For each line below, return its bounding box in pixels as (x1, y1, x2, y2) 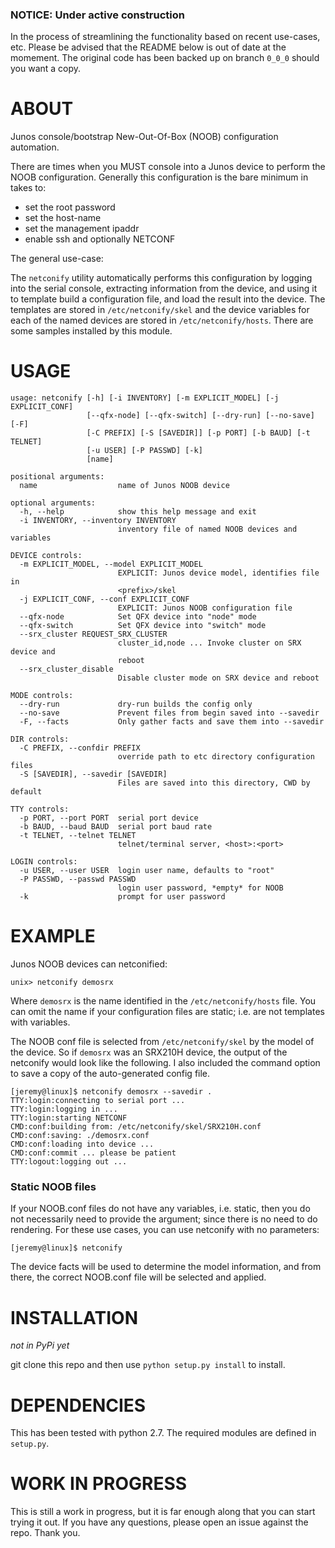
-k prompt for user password (19, 892, 226, 902)
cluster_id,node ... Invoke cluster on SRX (117, 638, 302, 648)
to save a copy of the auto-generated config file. (10, 1068, 211, 1080)
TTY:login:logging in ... (10, 1104, 118, 1115)
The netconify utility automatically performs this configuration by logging (10, 272, 313, 284)
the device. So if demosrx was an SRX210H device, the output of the (10, 1046, 288, 1058)
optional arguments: (10, 498, 97, 508)
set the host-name (24, 212, 102, 224)
